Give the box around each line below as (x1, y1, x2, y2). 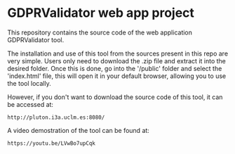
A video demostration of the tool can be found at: (7, 126, 149, 134)
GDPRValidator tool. (7, 35, 65, 44)
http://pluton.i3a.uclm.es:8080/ (7, 114, 105, 121)
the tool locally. (7, 79, 51, 87)
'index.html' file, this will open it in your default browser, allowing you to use (7, 72, 227, 80)
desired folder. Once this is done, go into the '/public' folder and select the (7, 64, 222, 72)
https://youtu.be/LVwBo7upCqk (7, 139, 96, 147)
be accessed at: (7, 100, 54, 108)
